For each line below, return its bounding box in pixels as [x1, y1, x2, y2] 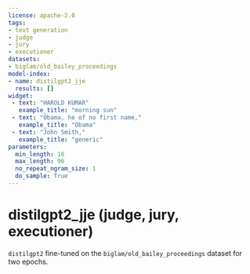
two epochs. [8, 257, 49, 266]
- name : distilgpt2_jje [8, 77, 86, 85]
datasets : [8, 56, 41, 64]
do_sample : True [15, 172, 68, 181]
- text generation [8, 26, 68, 34]
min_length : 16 [15, 150, 65, 158]
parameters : [8, 143, 47, 151]
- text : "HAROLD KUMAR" [11, 99, 89, 107]
